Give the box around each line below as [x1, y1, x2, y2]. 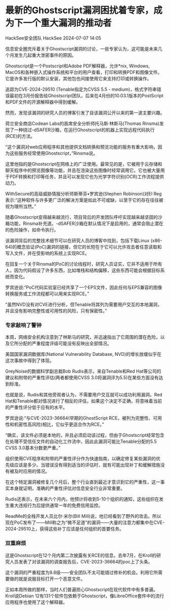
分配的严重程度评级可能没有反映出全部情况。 [18, 340, 112, 347]
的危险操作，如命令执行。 [5, 226, 59, 233]
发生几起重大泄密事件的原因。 [14, 52, 76, 58]
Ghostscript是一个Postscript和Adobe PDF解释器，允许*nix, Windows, [5, 63, 150, 69]
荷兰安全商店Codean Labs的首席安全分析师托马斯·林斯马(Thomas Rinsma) [5, 120, 159, 127]
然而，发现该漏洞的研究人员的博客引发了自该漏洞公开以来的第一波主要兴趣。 [5, 109, 165, 115]
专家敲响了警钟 [5, 321, 42, 329]
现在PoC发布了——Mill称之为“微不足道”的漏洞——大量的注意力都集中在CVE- [5, 519, 165, 525]
